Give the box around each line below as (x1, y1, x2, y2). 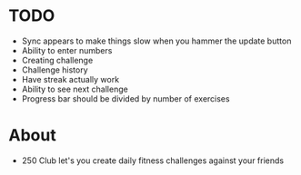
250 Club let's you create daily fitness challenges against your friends (21, 155, 284, 166)
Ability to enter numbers (21, 44, 113, 55)
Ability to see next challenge (21, 83, 128, 94)
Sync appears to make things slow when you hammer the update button (21, 35, 292, 46)
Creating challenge (21, 54, 94, 65)
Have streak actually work (21, 73, 120, 84)
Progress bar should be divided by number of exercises (21, 92, 230, 104)
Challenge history (21, 64, 88, 75)
